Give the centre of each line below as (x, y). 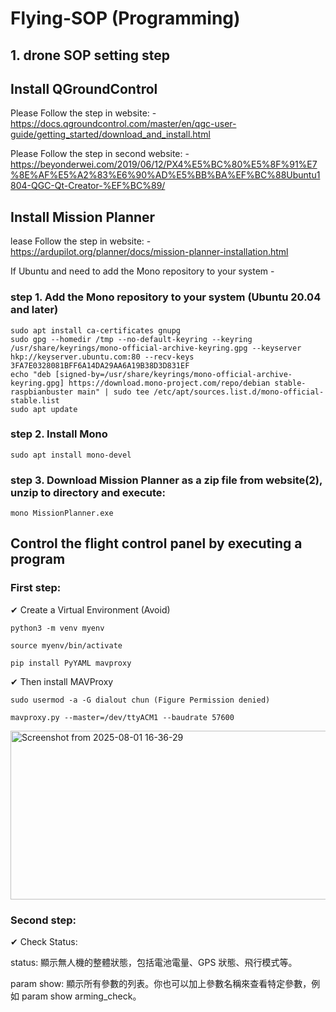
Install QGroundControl (84, 88)
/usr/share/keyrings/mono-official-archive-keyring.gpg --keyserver (156, 348)
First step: (36, 588)
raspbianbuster (42, 392)
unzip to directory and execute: (88, 492)
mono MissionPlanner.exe (62, 513)
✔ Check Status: (44, 942)
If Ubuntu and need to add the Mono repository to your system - (142, 271)
